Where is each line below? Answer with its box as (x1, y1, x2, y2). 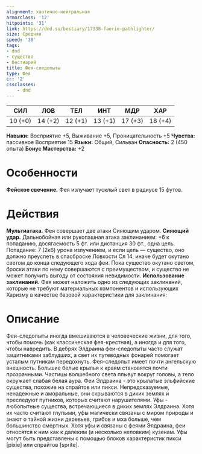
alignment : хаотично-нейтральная (6, 8, 90, 15)
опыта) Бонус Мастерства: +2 (6, 145, 85, 152)
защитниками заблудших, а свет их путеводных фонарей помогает (6, 351, 179, 359)
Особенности (6, 166, 78, 180)
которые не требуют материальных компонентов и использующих (6, 285, 179, 292)
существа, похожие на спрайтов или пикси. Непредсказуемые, (6, 383, 170, 391)
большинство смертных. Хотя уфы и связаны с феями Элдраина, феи (6, 421, 186, 429)
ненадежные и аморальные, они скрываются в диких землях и (6, 389, 169, 397)
